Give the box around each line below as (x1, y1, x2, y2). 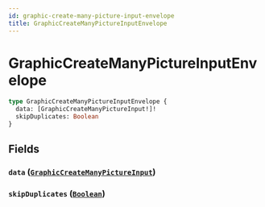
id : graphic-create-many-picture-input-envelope (8, 11, 175, 20)
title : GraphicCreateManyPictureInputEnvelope (8, 19, 168, 27)
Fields (8, 143, 40, 156)
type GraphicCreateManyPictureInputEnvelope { (8, 97, 168, 106)
